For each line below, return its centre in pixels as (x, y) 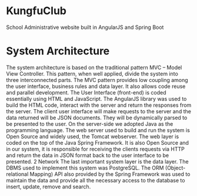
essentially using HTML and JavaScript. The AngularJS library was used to (96, 99)
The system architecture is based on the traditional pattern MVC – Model (94, 67)
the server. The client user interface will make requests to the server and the (98, 111)
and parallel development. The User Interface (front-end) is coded (86, 92)
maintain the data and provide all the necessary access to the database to (96, 180)
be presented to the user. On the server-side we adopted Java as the (90, 124)
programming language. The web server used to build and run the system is (98, 130)
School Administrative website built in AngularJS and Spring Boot (85, 27)
